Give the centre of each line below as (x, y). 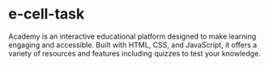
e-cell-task (47, 14)
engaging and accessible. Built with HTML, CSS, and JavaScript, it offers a (133, 44)
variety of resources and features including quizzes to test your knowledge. (134, 53)
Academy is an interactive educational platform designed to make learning (132, 36)
